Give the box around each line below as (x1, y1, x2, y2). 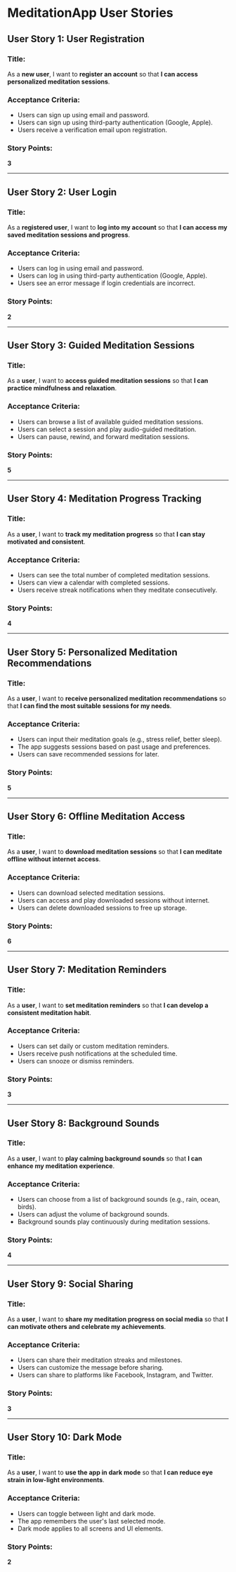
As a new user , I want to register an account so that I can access (7, 70, 198, 78)
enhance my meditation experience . (7, 1161, 114, 1170)
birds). (17, 1203, 37, 1211)
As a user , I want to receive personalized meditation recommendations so (7, 694, 227, 702)
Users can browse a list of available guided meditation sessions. (17, 417, 204, 426)
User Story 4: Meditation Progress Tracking (7, 493, 202, 505)
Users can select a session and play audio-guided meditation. (17, 425, 197, 433)
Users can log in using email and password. (17, 264, 144, 273)
